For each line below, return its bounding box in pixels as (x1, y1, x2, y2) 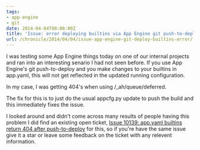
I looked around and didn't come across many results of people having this (6, 112, 189, 120)
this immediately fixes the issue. (6, 101, 85, 108)
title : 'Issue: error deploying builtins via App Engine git (6, 31, 161, 37)
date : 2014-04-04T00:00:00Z (6, 25, 76, 32)
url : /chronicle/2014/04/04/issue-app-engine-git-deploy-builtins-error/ (6, 36, 193, 42)
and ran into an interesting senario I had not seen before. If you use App (6, 59, 183, 66)
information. (6, 138, 36, 145)
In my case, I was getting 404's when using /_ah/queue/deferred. (6, 83, 167, 90)
